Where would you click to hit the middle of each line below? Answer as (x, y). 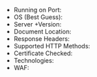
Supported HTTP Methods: (52, 46)
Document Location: (42, 31)
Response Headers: (42, 39)
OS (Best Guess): (38, 17)
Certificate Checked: (43, 53)
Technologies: (34, 60)
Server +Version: (37, 24)
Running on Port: (37, 10)
